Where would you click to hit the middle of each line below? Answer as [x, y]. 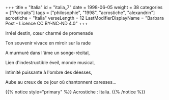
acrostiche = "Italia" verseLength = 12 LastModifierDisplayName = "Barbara [85, 18]
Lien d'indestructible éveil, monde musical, [50, 62]
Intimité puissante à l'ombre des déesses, [49, 72]
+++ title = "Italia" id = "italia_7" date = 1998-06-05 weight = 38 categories [84, 7]
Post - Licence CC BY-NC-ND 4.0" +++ [47, 23]
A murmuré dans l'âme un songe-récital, [48, 53]
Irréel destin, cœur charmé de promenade [49, 33]
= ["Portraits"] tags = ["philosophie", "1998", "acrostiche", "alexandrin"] [80, 13]
